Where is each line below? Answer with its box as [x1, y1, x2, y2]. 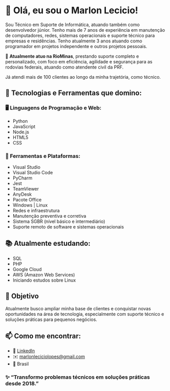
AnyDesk [12, 191, 32, 197]
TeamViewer [12, 186, 39, 192]
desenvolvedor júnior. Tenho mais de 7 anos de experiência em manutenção [5, 27, 165, 33]
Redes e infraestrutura [12, 207, 60, 214]
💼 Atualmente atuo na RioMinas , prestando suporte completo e [5, 53, 139, 59]
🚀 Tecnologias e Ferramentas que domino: [5, 89, 142, 98]
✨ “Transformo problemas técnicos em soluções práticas [5, 374, 150, 381]
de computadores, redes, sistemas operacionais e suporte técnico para [5, 32, 155, 38]
